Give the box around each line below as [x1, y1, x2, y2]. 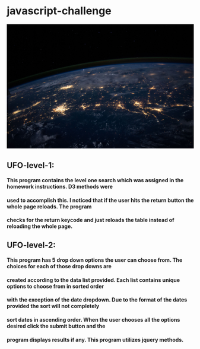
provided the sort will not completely [7, 303, 100, 310]
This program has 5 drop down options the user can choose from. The [7, 256, 183, 264]
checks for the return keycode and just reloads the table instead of [7, 217, 174, 224]
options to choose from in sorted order [7, 283, 104, 290]
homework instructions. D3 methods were [7, 183, 113, 191]
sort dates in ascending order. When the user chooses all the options [7, 316, 180, 323]
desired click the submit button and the [7, 322, 106, 330]
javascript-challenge [7, 4, 112, 18]
